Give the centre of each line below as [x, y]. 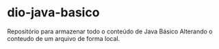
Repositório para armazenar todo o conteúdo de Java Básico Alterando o [110, 31]
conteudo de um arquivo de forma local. [64, 38]
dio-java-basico [53, 13]
